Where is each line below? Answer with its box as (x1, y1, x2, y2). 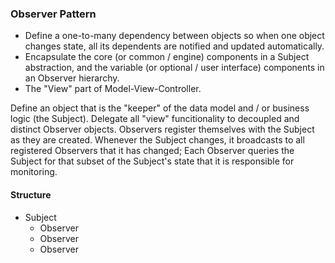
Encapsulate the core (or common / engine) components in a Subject (24, 51, 310, 63)
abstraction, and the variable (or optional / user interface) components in (24, 62, 325, 74)
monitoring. (10, 166, 58, 178)
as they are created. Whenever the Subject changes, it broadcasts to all (10, 134, 305, 146)
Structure (10, 188, 52, 201)
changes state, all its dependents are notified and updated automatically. (24, 40, 325, 52)
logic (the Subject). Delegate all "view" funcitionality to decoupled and (10, 113, 300, 125)
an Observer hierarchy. (24, 72, 120, 84)
